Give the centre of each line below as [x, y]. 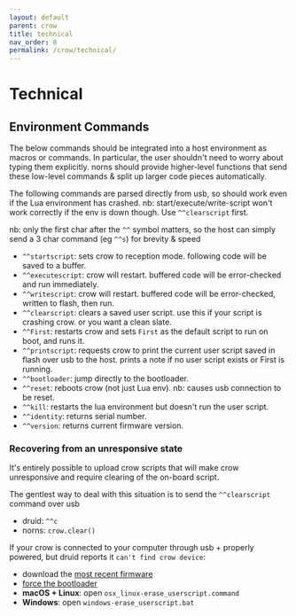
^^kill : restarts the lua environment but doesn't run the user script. [145, 407]
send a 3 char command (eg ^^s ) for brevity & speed [105, 239]
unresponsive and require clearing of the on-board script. [114, 477]
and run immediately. [60, 285]
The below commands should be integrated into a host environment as [138, 148]
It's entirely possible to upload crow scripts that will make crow [124, 468]
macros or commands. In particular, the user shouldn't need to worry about [146, 158]
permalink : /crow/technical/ [63, 51]
